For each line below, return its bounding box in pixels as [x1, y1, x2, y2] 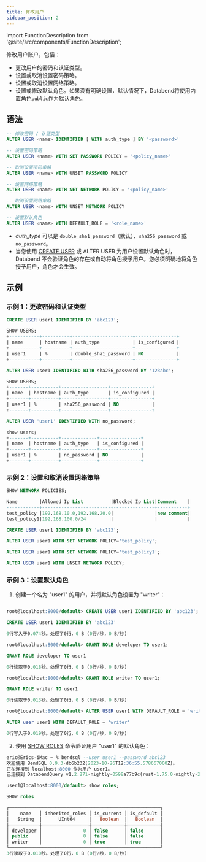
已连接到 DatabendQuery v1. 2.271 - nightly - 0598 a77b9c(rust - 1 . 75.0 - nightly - [6, 771, 198, 778]
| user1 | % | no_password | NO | [6, 452, 144, 458]
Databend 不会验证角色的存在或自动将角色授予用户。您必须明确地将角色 [15, 255, 197, 263]
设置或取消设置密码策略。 [15, 71, 80, 79]
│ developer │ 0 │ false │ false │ [6, 828, 164, 834]
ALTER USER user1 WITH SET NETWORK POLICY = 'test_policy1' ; [6, 549, 161, 555]
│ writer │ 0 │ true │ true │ [6, 839, 164, 845]
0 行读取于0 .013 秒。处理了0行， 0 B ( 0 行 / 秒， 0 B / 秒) [6, 697, 128, 703]
